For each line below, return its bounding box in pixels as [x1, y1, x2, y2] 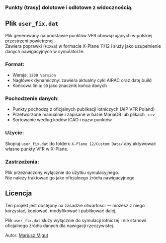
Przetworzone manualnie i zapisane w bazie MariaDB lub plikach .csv [12, 111, 155, 118]
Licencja [5, 189, 32, 198]
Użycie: [5, 129, 24, 136]
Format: [5, 61, 25, 68]
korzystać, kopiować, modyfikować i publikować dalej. [5, 208, 117, 214]
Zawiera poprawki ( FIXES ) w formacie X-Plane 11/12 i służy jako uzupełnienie [5, 43, 162, 49]
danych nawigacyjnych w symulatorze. [5, 48, 84, 54]
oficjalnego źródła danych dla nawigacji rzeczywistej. [5, 223, 114, 229]
